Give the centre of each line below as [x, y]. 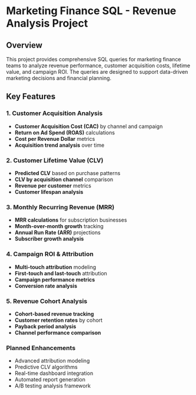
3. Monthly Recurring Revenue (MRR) [60, 207]
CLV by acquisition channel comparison [64, 179]
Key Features [31, 96]
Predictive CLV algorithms [46, 367]
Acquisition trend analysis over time [59, 145]
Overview [24, 45]
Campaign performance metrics [55, 279]
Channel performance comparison [58, 333]
